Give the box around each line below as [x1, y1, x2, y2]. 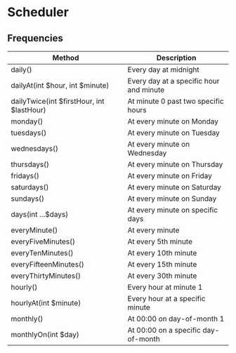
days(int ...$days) [11, 210, 69, 219]
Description [156, 53, 197, 62]
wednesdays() [11, 144, 58, 153]
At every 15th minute [127, 260, 197, 269]
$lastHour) [11, 105, 47, 114]
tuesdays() [11, 128, 47, 138]
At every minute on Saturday [127, 182, 221, 192]
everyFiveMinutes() [11, 237, 76, 246]
